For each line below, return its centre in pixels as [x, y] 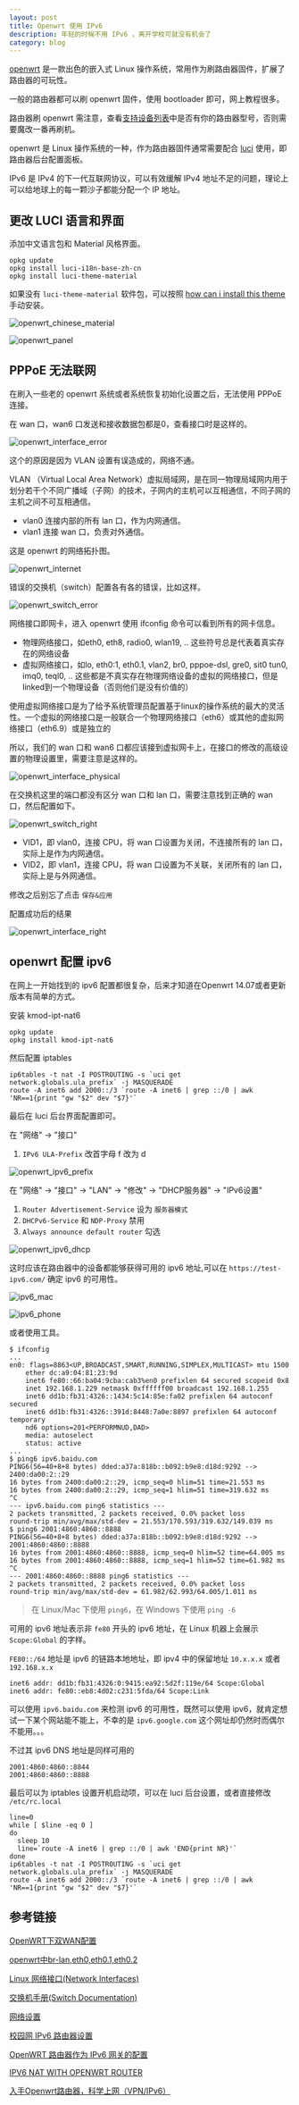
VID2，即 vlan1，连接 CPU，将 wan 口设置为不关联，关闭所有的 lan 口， [154, 864]
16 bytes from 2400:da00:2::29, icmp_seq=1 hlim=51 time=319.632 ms [139, 1490]
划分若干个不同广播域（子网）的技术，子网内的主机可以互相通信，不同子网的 [150, 490]
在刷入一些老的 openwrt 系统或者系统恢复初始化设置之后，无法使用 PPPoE [146, 393]
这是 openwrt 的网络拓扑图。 [62, 550]
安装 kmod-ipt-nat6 [45, 1015]
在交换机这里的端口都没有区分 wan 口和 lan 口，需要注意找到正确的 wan [141, 794]
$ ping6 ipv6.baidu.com [54, 1459]
